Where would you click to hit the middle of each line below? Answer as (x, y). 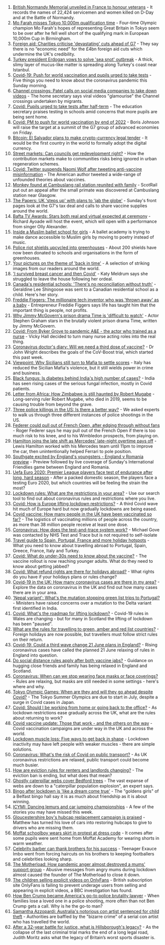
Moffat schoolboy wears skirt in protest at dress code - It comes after (83, 833)
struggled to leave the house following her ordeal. (63, 279)
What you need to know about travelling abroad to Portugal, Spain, (80, 545)
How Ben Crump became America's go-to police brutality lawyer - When (86, 896)
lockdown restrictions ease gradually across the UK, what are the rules (84, 713)
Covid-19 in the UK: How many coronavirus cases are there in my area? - (86, 582)
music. (19, 242)
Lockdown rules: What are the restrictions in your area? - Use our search (86, 493)
